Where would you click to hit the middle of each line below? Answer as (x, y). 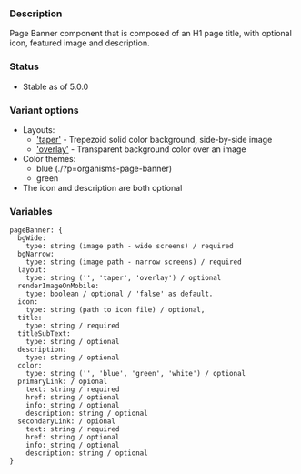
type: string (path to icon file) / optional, (115, 310)
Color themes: (49, 158)
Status (24, 66)
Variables (31, 211)
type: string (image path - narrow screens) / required (134, 262)
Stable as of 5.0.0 (55, 86)
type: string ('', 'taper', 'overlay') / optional (124, 278)
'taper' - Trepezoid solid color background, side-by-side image (154, 139)
